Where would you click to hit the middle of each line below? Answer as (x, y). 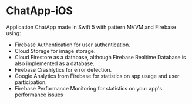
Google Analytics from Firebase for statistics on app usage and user (97, 76)
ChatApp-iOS (40, 11)
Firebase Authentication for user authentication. (72, 45)
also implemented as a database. (55, 63)
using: (14, 33)
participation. (31, 82)
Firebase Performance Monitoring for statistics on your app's (88, 88)
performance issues (39, 95)
